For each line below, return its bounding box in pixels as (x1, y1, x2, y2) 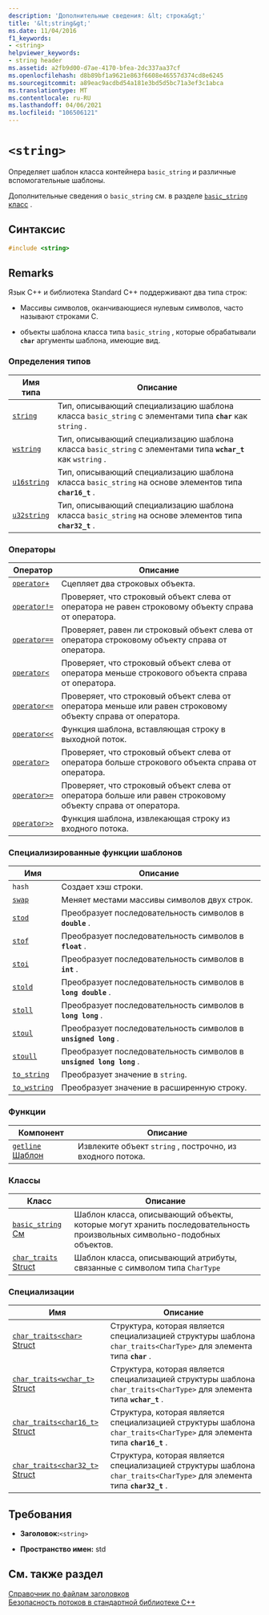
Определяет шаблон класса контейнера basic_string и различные (8, 166, 236, 177)
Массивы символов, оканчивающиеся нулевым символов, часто (19, 303, 244, 313)
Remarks (8, 267, 54, 280)
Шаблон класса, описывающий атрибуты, (74, 1252, 238, 1263)
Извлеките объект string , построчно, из (77, 1140, 237, 1152)
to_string (12, 1070, 50, 1079)
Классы (8, 1174, 41, 1185)
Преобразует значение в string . (61, 1069, 187, 1080)
